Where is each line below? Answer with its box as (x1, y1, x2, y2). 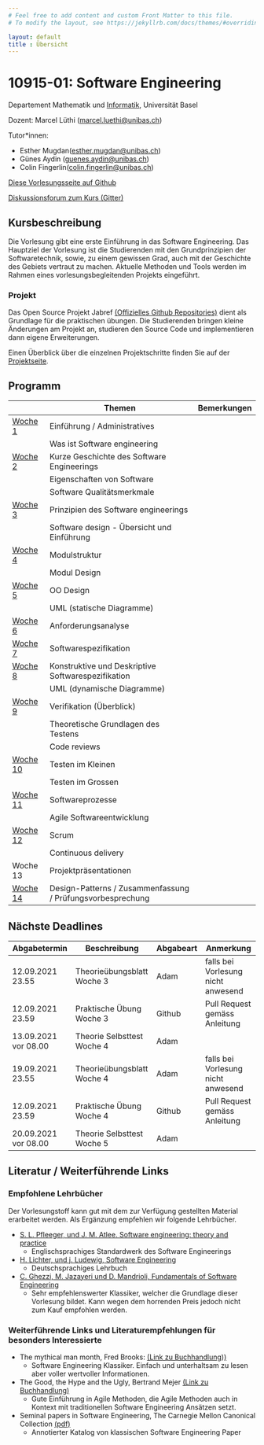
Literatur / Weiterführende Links (8, 1165, 169, 1178)
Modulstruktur (49, 550, 102, 561)
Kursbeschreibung (8, 216, 102, 229)
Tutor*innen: (8, 131, 49, 140)
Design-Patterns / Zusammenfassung (49, 883, 190, 894)
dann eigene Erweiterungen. (8, 333, 100, 342)
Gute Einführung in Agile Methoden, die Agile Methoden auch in (31, 1394, 238, 1403)
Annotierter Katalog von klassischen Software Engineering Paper (31, 1427, 242, 1436)
